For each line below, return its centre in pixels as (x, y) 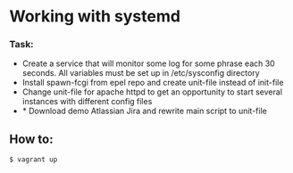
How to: (31, 139)
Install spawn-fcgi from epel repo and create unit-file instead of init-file (153, 83)
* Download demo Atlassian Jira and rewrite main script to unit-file (145, 111)
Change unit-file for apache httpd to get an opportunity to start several (152, 92)
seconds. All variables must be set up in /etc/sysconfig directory (141, 73)
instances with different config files (87, 102)
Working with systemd (95, 16)
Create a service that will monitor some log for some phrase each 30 (148, 63)
